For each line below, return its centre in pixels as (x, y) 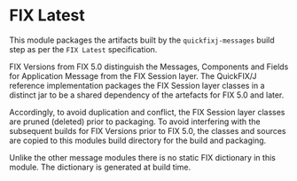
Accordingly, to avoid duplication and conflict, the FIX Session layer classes (147, 112)
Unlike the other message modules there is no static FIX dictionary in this (143, 157)
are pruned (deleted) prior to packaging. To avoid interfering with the (135, 122)
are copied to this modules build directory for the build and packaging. (138, 140)
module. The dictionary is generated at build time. (100, 167)
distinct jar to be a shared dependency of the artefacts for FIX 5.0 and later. (147, 95)
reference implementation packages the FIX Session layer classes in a (137, 85)
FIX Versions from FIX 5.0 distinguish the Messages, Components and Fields (149, 67)
